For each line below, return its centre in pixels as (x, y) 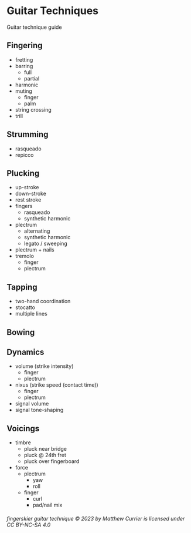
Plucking (23, 173)
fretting (24, 59)
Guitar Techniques (53, 11)
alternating (37, 231)
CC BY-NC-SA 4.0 (29, 525)
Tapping (22, 287)
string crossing (33, 109)
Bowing (21, 332)
